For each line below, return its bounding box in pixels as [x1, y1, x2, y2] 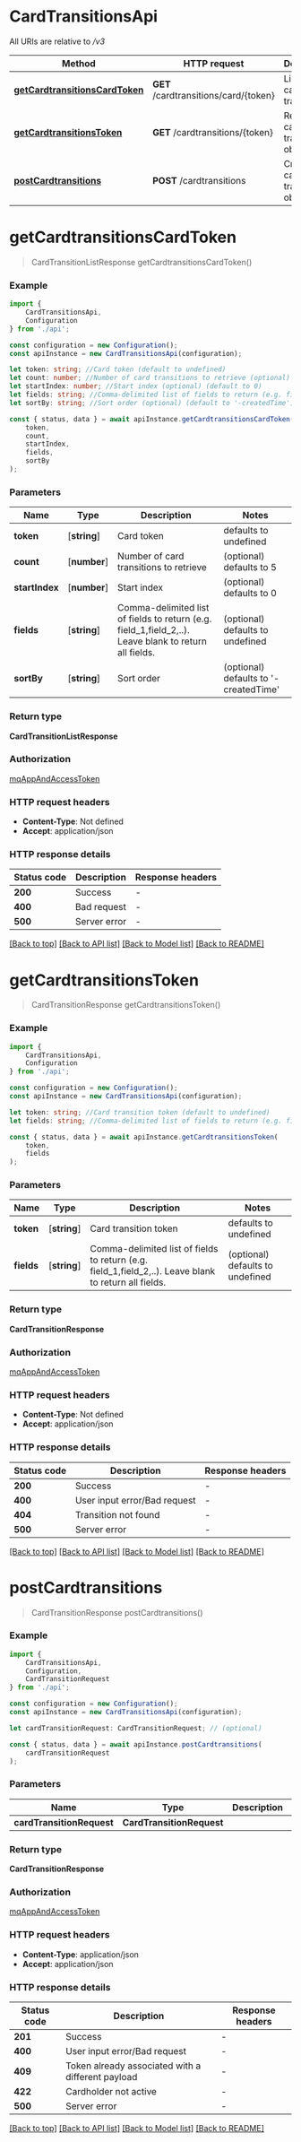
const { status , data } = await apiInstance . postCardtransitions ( [9, 1739, 262, 1749]
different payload [65, 2070, 138, 2083]
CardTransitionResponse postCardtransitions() [30, 1607, 203, 1617]
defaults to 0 [223, 587, 278, 600]
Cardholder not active [65, 2085, 157, 2097]
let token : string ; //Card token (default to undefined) [9, 365, 227, 374]
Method [61, 56, 96, 69]
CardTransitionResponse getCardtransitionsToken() [30, 1000, 221, 1010]
